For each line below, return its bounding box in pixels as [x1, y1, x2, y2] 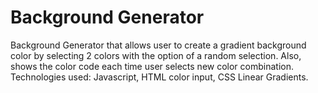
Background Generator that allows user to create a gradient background [10, 39, 307, 51]
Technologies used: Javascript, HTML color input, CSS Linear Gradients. [10, 71, 309, 83]
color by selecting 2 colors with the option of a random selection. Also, [10, 49, 302, 61]
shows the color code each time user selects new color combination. [10, 60, 295, 72]
